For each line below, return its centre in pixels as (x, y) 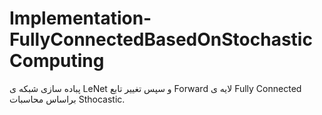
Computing (57, 61)
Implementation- (80, 18)
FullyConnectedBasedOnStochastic (161, 39)
